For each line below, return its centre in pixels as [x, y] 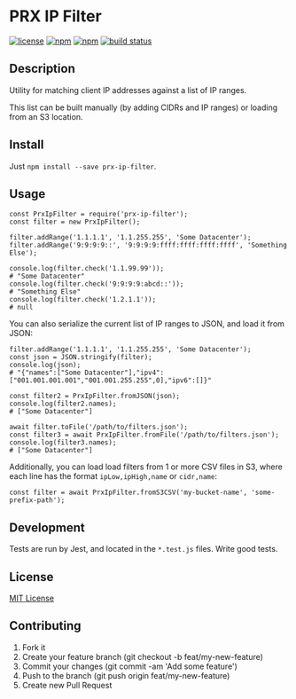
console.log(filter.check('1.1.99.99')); [87, 269]
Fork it [34, 647]
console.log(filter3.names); [63, 443]
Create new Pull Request [67, 685]
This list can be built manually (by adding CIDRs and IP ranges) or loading [144, 107]
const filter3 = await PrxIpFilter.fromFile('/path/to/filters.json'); [144, 435]
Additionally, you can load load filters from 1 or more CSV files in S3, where [146, 467]
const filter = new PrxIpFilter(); [75, 222]
